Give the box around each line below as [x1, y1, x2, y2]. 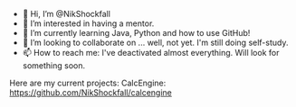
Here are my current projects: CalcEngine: [9, 77, 167, 88]
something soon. [22, 60, 86, 71]
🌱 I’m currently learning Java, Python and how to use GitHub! [22, 28, 251, 38]
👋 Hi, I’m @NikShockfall [22, 9, 111, 19]
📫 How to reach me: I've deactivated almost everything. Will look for [22, 48, 280, 58]
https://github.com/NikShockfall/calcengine [9, 87, 172, 98]
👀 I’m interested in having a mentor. [22, 18, 155, 29]
